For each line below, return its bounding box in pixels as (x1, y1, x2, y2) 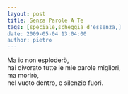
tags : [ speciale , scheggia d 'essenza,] (7, 23, 122, 30)
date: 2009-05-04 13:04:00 (7, 30, 87, 37)
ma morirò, (7, 71, 39, 80)
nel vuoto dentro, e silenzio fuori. (7, 78, 104, 87)
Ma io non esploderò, (7, 56, 69, 64)
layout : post (7, 10, 46, 18)
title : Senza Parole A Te (7, 17, 83, 24)
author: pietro (7, 37, 52, 44)
